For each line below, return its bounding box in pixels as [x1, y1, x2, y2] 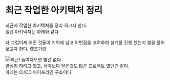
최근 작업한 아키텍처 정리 [5, 5, 103, 16]
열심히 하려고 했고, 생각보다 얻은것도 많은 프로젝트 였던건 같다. [5, 63, 130, 69]
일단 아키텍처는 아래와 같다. [5, 28, 60, 34]
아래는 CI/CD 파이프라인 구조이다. [5, 69, 73, 75]
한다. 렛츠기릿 [18, 46, 47, 52]
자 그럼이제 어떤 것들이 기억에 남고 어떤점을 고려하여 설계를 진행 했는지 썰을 [5, 39, 156, 46]
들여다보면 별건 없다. [21, 56, 62, 62]
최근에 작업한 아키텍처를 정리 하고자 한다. [5, 22, 88, 28]
